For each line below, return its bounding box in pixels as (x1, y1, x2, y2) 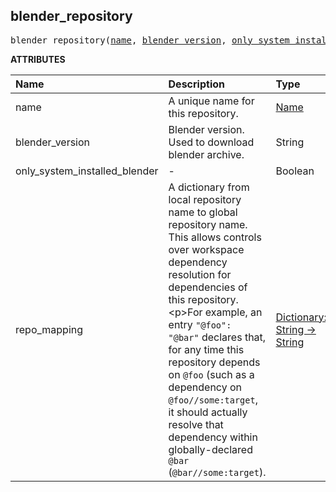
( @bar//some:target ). (168, 465, 267, 479)
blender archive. (168, 147, 245, 161)
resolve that (168, 417, 224, 431)
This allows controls (168, 230, 262, 244)
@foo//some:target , (168, 392, 258, 406)
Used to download (168, 135, 255, 149)
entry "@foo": (168, 317, 232, 331)
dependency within (168, 430, 258, 444)
